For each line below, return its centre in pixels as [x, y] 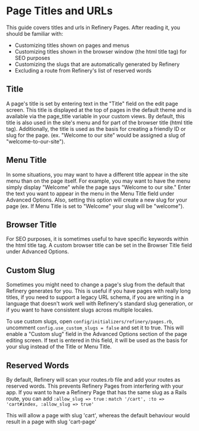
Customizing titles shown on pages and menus [72, 45]
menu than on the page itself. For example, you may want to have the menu [98, 181]
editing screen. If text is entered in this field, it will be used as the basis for [97, 341]
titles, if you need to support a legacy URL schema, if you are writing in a [95, 297]
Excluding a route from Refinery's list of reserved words [83, 70]
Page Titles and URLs [59, 11]
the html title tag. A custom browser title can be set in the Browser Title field [99, 246]
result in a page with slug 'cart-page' [51, 421]
